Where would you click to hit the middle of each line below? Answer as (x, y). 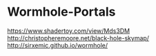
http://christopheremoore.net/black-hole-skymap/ (78, 38)
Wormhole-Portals (61, 12)
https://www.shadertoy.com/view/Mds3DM (68, 31)
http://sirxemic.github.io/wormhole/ (58, 45)
